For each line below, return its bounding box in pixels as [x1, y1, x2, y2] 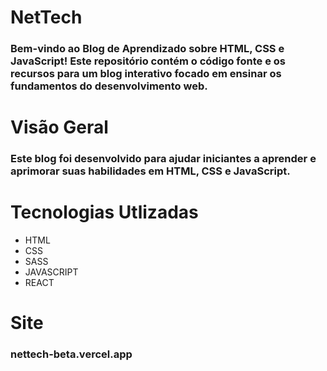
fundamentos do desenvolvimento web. [10, 79, 208, 93]
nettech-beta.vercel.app [10, 347, 133, 361]
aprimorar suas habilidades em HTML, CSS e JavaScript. [10, 164, 291, 178]
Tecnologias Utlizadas [10, 201, 199, 224]
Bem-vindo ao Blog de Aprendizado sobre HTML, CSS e [10, 42, 285, 56]
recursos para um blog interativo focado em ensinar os [10, 67, 282, 81]
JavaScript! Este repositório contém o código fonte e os [10, 54, 286, 68]
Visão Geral [10, 116, 109, 139]
